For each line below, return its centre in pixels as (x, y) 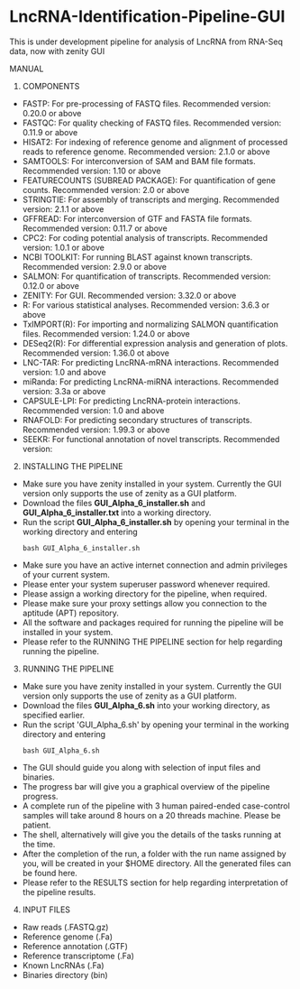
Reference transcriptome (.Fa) (78, 956)
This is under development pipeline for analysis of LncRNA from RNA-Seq (146, 42)
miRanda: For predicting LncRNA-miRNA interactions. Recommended (150, 382)
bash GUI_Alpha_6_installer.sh (81, 548)
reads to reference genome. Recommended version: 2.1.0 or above (146, 152)
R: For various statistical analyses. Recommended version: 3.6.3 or (146, 305)
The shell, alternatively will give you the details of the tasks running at (152, 834)
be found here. (50, 873)
